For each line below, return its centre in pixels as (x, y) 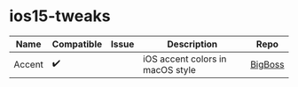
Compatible (77, 44)
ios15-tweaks (60, 16)
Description (192, 44)
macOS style (170, 69)
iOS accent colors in (185, 59)
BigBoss (267, 64)
